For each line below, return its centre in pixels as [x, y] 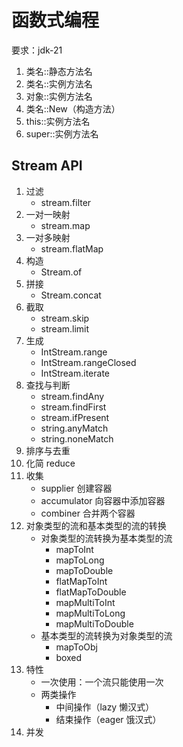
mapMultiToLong [90, 613]
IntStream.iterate [75, 373]
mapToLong [80, 560]
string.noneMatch [77, 438]
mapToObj [76, 647]
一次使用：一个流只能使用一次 [102, 682]
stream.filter [66, 202]
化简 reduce [50, 463]
